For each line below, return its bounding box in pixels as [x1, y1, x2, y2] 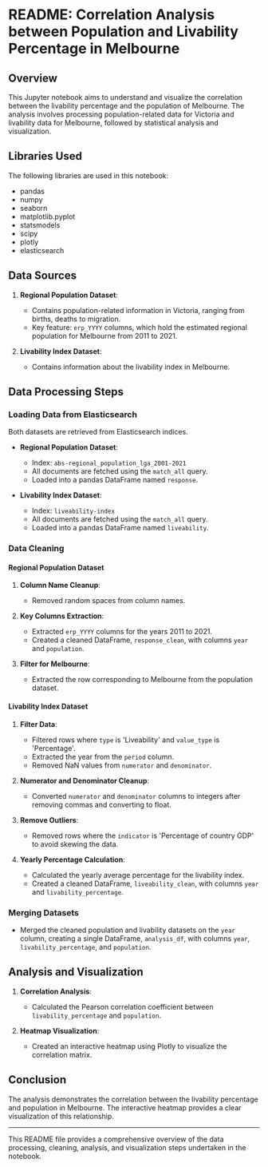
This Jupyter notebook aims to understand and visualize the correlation [8, 93, 243, 101]
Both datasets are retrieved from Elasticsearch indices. [8, 427, 189, 437]
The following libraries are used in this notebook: [8, 170, 169, 181]
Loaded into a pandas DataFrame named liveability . [31, 523, 209, 533]
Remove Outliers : [19, 815, 79, 824]
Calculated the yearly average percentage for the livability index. [31, 870, 245, 879]
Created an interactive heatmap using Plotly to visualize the [31, 1041, 227, 1051]
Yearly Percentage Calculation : [19, 855, 125, 864]
